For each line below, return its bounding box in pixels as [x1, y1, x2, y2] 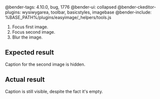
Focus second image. [12, 29, 55, 35]
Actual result [5, 76, 45, 84]
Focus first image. [12, 24, 49, 30]
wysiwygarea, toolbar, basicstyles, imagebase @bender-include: [21, 9, 152, 15]
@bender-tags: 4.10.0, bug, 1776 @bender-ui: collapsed [5, 4, 117, 10]
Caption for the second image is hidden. [5, 61, 86, 67]
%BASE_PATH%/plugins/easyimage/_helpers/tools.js [5, 15, 112, 20]
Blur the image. [12, 34, 43, 40]
